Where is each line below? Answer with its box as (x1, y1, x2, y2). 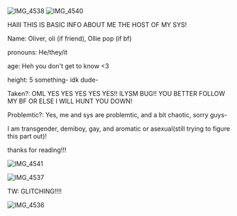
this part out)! (7, 132, 48, 140)
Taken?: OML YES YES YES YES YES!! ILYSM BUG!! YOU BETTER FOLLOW (7, 90, 226, 97)
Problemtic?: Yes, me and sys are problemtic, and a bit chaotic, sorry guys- (7, 111, 228, 119)
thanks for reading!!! (7, 146, 67, 154)
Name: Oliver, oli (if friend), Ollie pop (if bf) (7, 34, 133, 43)
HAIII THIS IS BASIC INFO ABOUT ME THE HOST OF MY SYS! (7, 21, 187, 28)
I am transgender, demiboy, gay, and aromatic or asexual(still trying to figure (7, 124, 231, 133)
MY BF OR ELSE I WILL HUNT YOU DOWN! (7, 97, 133, 105)
